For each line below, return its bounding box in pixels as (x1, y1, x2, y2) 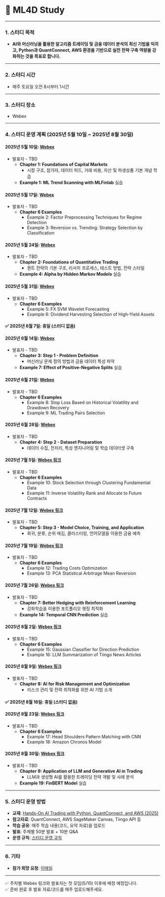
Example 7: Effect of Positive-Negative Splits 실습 (19, 365, 122, 371)
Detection (27, 220, 47, 226)
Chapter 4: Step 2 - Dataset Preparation (19, 439, 102, 445)
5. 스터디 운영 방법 (5, 798, 46, 805)
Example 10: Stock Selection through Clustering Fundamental (27, 479, 151, 486)
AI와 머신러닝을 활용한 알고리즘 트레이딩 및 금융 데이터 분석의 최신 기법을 (12, 41, 150, 47)
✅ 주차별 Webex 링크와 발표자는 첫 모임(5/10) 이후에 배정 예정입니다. (5, 880, 137, 886)
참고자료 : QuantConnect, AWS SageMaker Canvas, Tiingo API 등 (12, 816, 141, 822)
